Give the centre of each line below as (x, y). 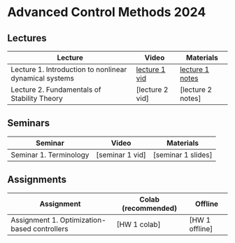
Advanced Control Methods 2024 (107, 12)
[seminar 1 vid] (121, 155)
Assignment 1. (35, 220)
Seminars (29, 123)
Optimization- (83, 220)
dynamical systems (43, 78)
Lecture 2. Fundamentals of (56, 90)
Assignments (37, 180)
